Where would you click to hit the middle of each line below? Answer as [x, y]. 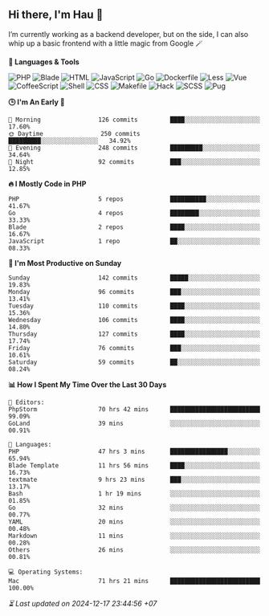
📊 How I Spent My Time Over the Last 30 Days [88, 384]
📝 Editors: [26, 402]
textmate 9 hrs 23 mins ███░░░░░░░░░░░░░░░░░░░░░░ [134, 479]
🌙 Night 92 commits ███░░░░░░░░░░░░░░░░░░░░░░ [134, 161]
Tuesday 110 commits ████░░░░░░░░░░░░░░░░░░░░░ [134, 306]
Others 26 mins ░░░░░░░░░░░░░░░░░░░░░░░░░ [134, 550]
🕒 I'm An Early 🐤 [37, 102]
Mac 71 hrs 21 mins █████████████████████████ [134, 581]
